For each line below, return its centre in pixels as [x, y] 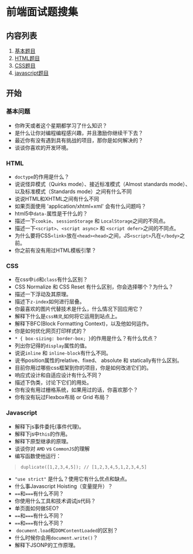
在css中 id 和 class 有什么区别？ [51, 280]
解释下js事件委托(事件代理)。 [49, 426]
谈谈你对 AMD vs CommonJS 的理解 [52, 449]
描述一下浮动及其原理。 [43, 294]
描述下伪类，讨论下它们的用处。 [53, 383]
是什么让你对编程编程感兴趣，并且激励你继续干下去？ [79, 132]
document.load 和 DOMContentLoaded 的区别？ [67, 530]
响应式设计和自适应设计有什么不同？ [58, 375]
